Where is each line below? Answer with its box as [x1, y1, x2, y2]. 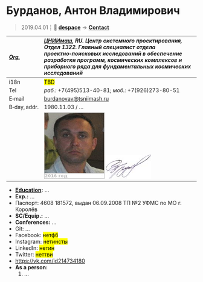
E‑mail [8, 95, 25, 102]
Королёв [14, 206, 38, 213]
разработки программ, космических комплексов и [43, 56, 182, 64]
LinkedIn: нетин [14, 244, 55, 252]
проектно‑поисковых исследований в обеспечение [43, 50, 182, 58]
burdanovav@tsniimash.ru [43, 95, 109, 102]
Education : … [14, 186, 50, 194]
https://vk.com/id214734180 [14, 257, 86, 264]
